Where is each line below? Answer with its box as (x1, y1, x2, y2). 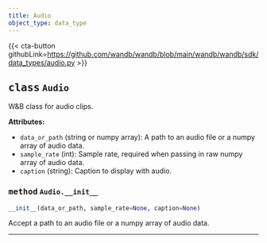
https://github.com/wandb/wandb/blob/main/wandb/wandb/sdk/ (47, 49, 259, 59)
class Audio (8, 81, 69, 94)
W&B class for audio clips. (8, 102, 94, 111)
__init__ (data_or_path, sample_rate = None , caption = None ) (8, 204, 201, 212)
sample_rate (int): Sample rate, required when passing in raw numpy (19, 149, 243, 159)
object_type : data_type (8, 19, 87, 27)
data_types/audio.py (8, 57, 75, 67)
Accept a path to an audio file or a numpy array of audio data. (8, 218, 210, 228)
